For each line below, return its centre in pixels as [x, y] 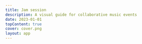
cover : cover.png [24, 29]
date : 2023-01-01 [24, 19]
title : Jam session [26, 10]
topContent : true [24, 24]
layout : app [18, 33]
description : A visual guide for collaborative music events [71, 15]
